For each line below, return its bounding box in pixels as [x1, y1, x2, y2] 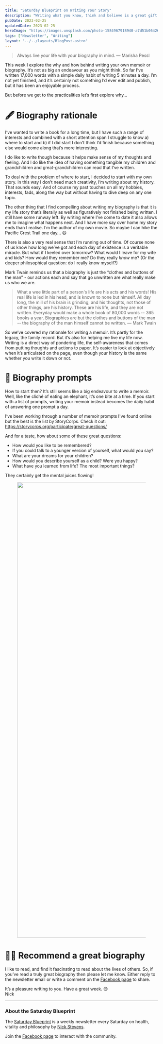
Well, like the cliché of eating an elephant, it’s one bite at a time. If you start [5, 394, 155, 399]
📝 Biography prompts [5, 372, 92, 383]
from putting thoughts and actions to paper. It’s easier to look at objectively [5, 345, 155, 351]
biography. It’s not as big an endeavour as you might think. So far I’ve [5, 67, 144, 73]
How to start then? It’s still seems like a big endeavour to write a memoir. [5, 388, 150, 394]
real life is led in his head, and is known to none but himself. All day [16, 294, 151, 300]
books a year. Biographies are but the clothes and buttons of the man [16, 315, 156, 321]
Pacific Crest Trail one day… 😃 [5, 230, 67, 236]
